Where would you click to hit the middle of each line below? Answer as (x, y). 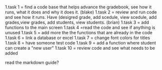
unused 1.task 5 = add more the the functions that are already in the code (79, 33)
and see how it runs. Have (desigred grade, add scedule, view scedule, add (81, 17)
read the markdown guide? (32, 63)
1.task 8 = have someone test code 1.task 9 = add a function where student (81, 43)
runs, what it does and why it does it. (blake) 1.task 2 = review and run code (81, 12)
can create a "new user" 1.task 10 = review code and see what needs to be (80, 48)
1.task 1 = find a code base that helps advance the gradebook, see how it (78, 7)
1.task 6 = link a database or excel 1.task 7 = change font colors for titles (78, 38)
